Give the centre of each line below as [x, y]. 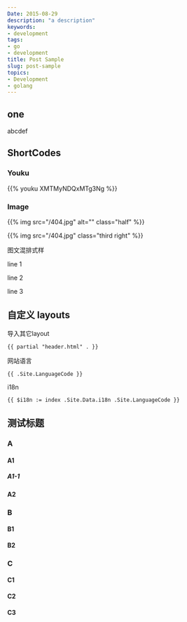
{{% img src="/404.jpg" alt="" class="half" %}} [76, 222]
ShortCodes [34, 153]
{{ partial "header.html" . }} [53, 346]
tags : [15, 40]
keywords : [22, 27]
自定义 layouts [39, 315]
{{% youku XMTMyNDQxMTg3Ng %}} [62, 188]
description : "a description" [51, 20]
